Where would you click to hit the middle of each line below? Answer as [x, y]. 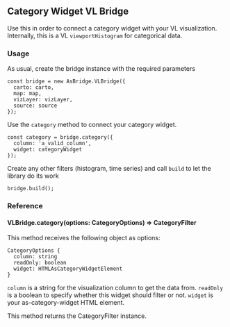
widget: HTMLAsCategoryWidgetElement [68, 269]
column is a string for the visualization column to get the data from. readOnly [115, 288]
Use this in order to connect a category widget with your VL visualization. [112, 28]
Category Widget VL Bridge [68, 11]
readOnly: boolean [40, 263]
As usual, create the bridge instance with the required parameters [101, 69]
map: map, [27, 94]
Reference [25, 206]
